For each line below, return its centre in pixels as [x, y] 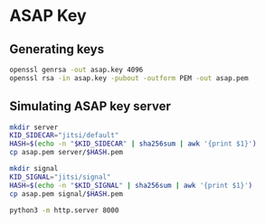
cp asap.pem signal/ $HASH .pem [66, 194]
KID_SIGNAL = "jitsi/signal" [60, 177]
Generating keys [57, 49]
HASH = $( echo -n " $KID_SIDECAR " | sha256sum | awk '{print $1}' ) [133, 144]
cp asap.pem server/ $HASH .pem [66, 153]
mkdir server [34, 127]
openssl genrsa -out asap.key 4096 [76, 70]
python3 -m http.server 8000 [64, 210]
